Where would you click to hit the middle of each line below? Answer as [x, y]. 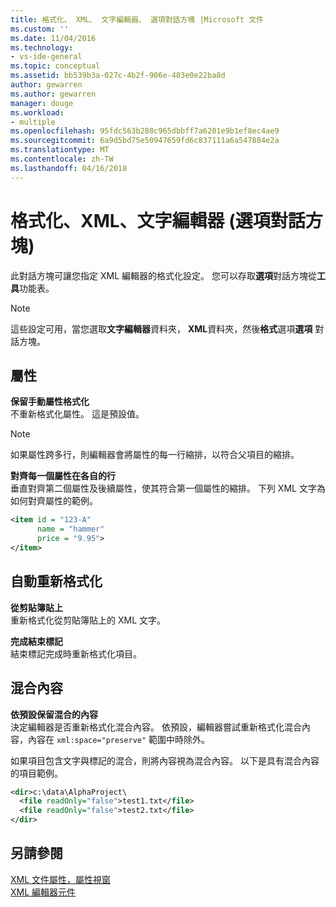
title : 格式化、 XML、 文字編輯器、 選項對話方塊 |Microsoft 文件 [137, 19]
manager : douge [42, 103]
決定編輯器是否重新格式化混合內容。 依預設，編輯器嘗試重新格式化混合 [156, 727]
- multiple [33, 122]
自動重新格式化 [56, 581]
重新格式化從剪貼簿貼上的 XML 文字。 [88, 620]
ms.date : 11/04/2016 [53, 38]
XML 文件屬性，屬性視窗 [61, 879]
